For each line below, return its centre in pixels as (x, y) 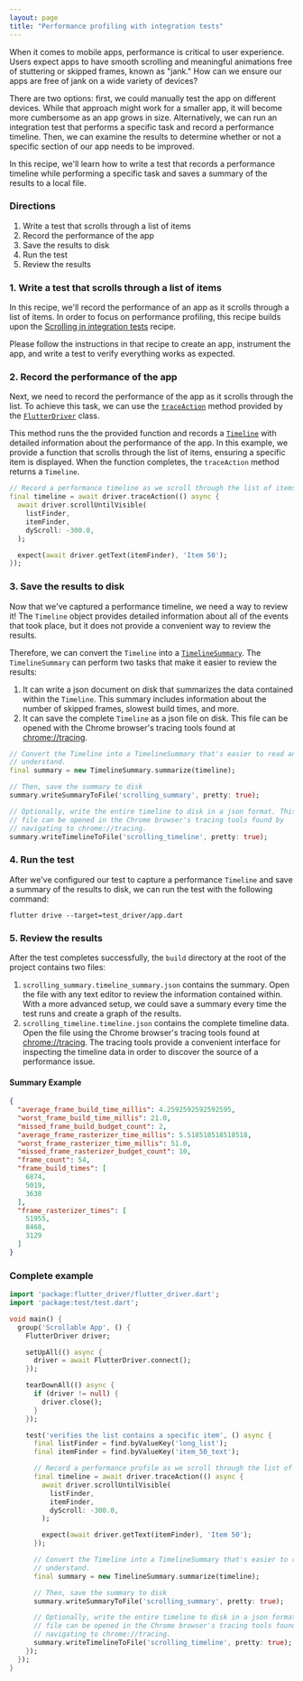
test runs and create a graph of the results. (102, 1013)
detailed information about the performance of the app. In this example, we (149, 443)
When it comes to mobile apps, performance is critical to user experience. (147, 51)
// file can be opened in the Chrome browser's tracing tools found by (147, 820)
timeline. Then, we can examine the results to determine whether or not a (145, 136)
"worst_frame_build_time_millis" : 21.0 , (94, 1118)
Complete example (51, 1275)
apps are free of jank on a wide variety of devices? (104, 80)
